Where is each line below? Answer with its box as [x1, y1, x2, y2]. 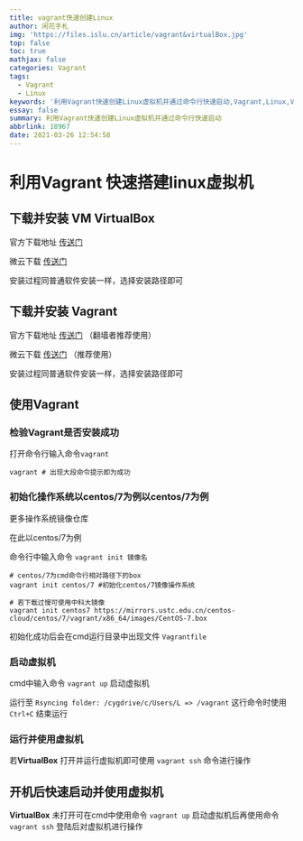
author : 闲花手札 [9, 22, 69, 31]
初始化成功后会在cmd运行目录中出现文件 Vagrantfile [9, 631, 207, 642]
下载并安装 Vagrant [9, 304, 118, 319]
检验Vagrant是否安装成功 [9, 426, 120, 439]
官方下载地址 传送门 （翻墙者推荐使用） [9, 329, 156, 340]
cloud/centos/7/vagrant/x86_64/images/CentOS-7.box [9, 614, 207, 623]
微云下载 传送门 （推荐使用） [9, 348, 117, 359]
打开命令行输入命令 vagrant [9, 448, 110, 459]
